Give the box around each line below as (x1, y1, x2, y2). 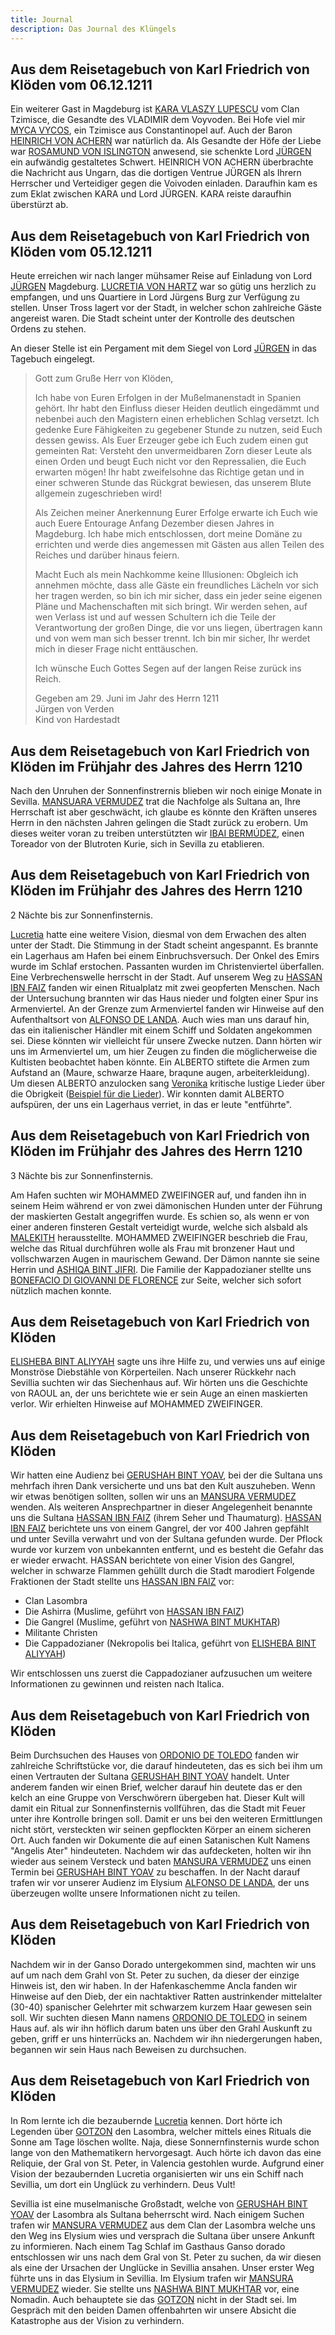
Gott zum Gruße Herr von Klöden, (34, 372, 174, 385)
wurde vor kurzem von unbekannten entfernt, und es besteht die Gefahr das (10, 1544, 324, 1556)
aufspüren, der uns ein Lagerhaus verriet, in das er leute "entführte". (10, 1098, 292, 1110)
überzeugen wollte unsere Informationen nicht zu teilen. (10, 1887, 241, 1899)
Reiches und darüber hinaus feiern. (34, 549, 180, 561)
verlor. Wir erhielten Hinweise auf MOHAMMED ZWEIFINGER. (10, 1398, 263, 1410)
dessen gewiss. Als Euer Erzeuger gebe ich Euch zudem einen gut (34, 434, 309, 446)
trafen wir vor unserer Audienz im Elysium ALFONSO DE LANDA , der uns (10, 1877, 310, 1888)
